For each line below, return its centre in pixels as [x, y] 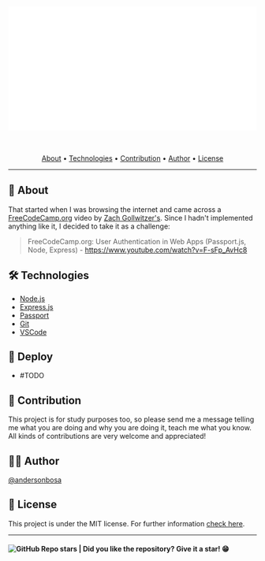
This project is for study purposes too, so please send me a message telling [131, 419]
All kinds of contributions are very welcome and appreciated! [107, 437]
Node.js [32, 299]
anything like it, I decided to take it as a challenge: [90, 226]
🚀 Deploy [31, 357]
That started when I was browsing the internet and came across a [115, 209]
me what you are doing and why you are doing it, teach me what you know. [130, 428]
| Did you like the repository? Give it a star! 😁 [154, 549]
